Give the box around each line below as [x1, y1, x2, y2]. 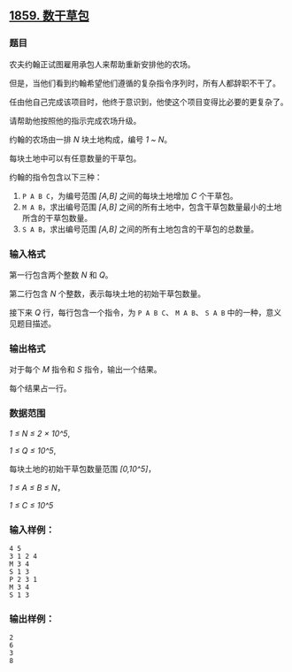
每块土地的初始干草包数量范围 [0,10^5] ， [9, 463, 157, 474]
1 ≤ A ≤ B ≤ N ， [9, 482, 65, 493]
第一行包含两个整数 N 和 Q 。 [9, 269, 113, 280]
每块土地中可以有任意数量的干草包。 [9, 153, 142, 164]
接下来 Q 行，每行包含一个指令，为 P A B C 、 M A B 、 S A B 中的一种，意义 [9, 307, 282, 317]
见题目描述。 [9, 317, 56, 329]
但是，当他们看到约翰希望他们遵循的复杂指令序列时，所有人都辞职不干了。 [9, 78, 280, 88]
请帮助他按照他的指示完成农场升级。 [9, 115, 142, 126]
